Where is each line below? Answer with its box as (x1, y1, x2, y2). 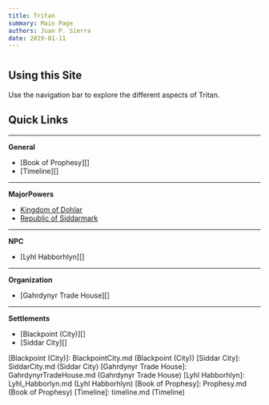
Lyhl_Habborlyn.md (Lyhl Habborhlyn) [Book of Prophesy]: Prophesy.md (8, 379, 247, 388)
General (8, 142, 36, 152)
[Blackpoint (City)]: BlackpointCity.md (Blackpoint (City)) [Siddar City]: (8, 353, 240, 362)
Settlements (8, 314, 50, 323)
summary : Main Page (8, 19, 74, 27)
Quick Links (8, 113, 69, 127)
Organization (8, 274, 53, 285)
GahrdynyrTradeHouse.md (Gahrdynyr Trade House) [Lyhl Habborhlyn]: (8, 370, 245, 379)
